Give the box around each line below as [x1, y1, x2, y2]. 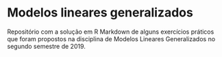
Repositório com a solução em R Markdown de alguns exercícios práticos [7, 27, 214, 36]
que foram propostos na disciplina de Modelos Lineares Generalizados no [7, 34, 216, 43]
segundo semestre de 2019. [7, 42, 86, 50]
